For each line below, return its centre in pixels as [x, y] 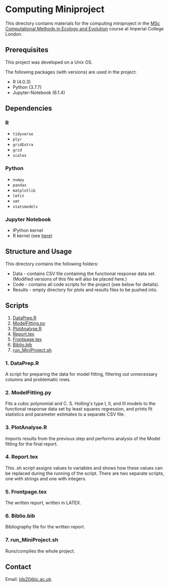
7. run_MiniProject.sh [32, 540]
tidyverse [23, 134]
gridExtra [23, 145]
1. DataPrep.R [22, 363]
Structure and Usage [39, 252]
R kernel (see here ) [32, 236]
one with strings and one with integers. [46, 478]
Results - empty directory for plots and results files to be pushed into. [85, 290]
